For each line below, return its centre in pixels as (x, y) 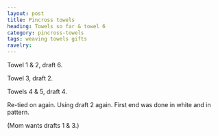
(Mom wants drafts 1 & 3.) (43, 125)
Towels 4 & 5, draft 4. (37, 91)
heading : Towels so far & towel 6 (57, 26)
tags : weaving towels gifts (47, 39)
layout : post (26, 13)
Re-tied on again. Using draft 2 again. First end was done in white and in (109, 105)
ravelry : (20, 45)
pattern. (18, 112)
